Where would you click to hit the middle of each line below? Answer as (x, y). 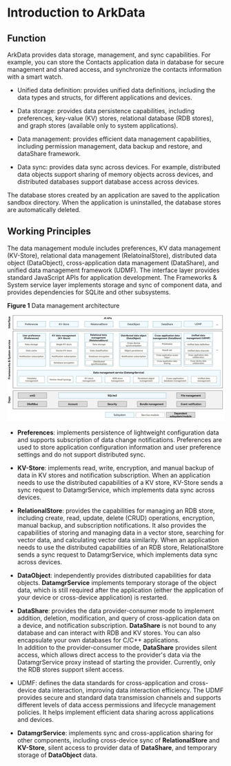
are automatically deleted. (44, 210)
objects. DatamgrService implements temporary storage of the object (117, 582)
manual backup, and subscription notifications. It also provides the (112, 525)
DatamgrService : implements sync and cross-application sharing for (115, 733)
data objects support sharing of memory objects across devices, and (115, 174)
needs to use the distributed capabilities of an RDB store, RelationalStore (120, 547)
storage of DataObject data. (57, 755)
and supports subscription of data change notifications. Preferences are (120, 439)
